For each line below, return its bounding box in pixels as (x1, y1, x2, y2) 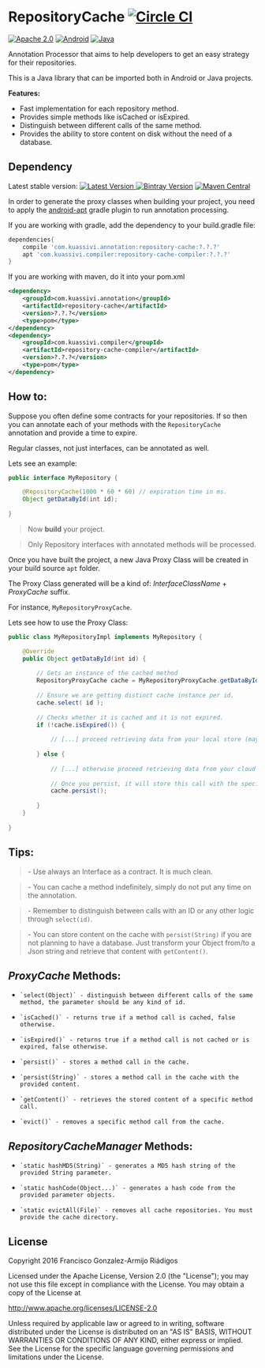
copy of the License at (8, 1287, 81, 1297)
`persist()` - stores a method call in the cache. (19, 1058, 190, 1067)
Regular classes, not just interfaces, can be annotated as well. (8, 443, 210, 452)
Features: (8, 88, 41, 98)
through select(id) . (27, 914, 93, 924)
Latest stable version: (8, 181, 78, 191)
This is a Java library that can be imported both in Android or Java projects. (8, 73, 254, 82)
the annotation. (27, 890, 77, 900)
